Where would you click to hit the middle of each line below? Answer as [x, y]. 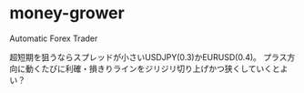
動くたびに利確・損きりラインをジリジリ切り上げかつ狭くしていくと [152, 68]
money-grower [67, 13]
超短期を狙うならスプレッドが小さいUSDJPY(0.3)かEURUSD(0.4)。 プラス [148, 57]
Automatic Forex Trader [54, 38]
